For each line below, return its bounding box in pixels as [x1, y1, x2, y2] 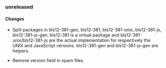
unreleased [5, 3, 33, 10]
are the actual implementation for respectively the [49, 37, 151, 43]
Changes [5, 16, 24, 22]
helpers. [12, 48, 30, 54]
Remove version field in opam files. [12, 58, 84, 64]
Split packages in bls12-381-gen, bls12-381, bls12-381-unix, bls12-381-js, [12, 27, 162, 33]
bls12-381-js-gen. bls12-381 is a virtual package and [12, 32, 119, 38]
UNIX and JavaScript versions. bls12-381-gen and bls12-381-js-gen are [12, 43, 159, 49]
